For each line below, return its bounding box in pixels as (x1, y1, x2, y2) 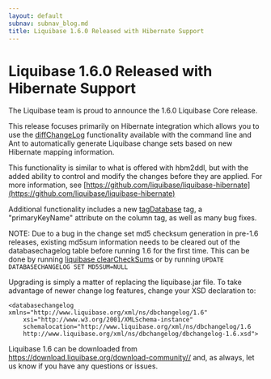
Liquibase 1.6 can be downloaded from (8, 344, 138, 354)
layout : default (8, 11, 63, 20)
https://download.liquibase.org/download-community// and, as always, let (8, 353, 255, 363)
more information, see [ (8, 180, 87, 190)
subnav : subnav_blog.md (8, 19, 89, 28)
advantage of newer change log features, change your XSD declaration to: (8, 286, 256, 296)
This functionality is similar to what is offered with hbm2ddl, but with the (8, 163, 249, 172)
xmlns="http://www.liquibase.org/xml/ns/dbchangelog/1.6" (8, 309, 208, 317)
